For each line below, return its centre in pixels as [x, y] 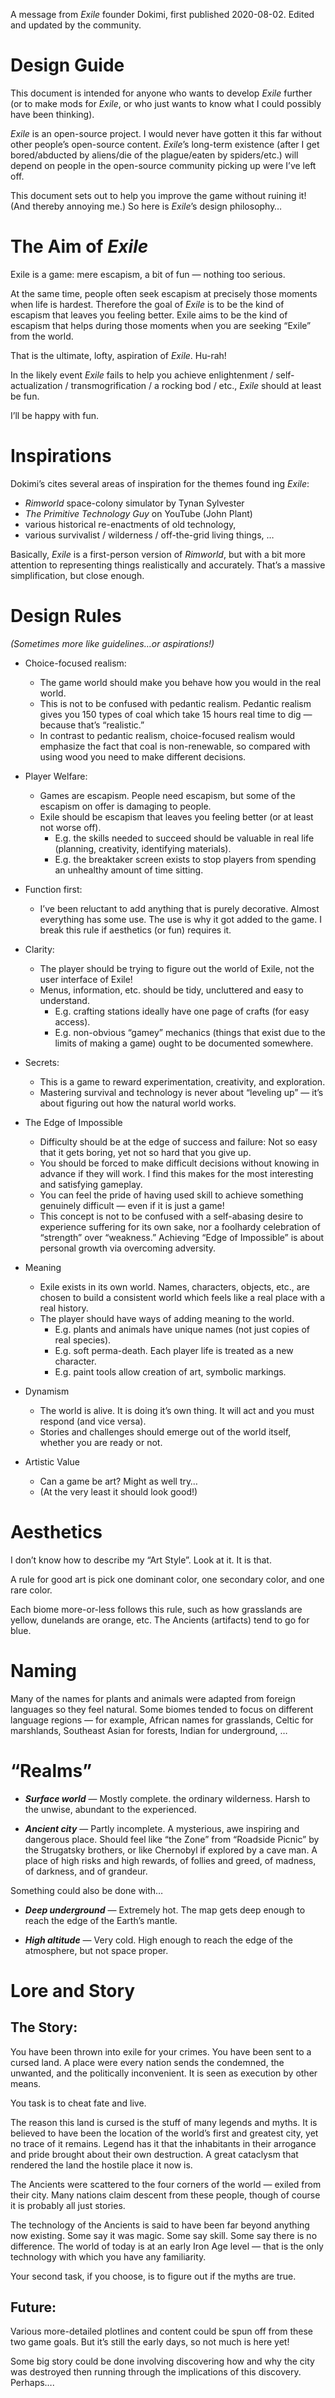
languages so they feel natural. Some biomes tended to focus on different [162, 1709]
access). [72, 1021]
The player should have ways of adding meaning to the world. [167, 1318]
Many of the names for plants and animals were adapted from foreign [153, 1698]
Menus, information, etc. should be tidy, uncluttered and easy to [171, 990]
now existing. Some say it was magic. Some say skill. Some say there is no [164, 2235]
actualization [36, 385]
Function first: [53, 889]
